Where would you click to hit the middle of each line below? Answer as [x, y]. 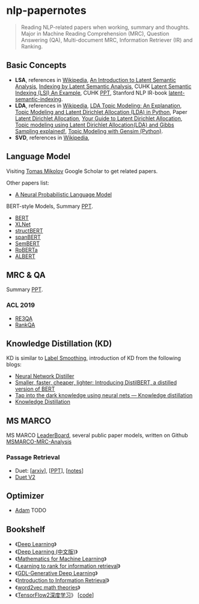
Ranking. [32, 46]
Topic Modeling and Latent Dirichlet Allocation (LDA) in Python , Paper [101, 112]
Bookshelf [26, 529]
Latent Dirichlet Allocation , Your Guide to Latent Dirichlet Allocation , [99, 118]
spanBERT [28, 237]
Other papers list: [28, 183]
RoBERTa [26, 250]
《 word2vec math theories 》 [47, 588]
